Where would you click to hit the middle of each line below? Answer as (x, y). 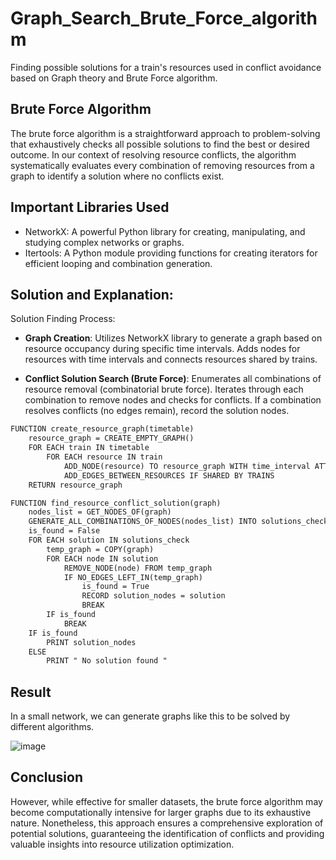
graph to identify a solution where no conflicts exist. (117, 176)
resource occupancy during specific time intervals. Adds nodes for (162, 349)
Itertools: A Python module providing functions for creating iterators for (171, 253)
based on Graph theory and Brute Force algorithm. (114, 78)
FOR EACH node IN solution (102, 558)
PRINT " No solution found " (107, 661)
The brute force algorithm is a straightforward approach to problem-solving (165, 133)
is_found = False (64, 531)
